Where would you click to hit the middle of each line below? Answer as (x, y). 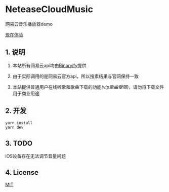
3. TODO (19, 143)
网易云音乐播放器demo (29, 24)
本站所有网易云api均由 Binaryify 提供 (50, 65)
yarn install (19, 123)
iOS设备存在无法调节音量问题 (36, 156)
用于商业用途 (26, 93)
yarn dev (14, 128)
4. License (22, 172)
